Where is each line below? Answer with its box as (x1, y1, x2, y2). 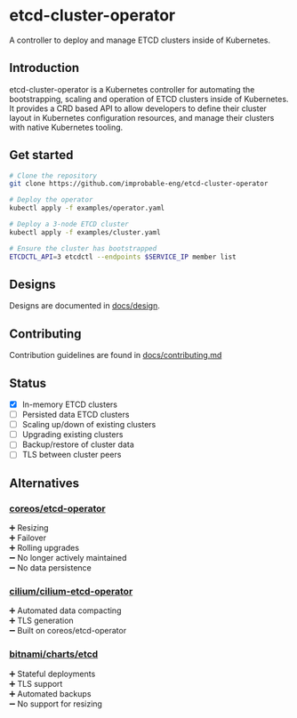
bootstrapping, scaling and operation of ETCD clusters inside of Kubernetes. (9, 93, 289, 104)
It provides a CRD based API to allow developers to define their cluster (9, 103, 267, 114)
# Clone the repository (9, 171, 98, 180)
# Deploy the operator (9, 195, 93, 204)
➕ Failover (9, 532, 47, 543)
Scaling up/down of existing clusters (21, 419, 157, 430)
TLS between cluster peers (21, 450, 122, 460)
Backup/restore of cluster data (21, 439, 135, 450)
